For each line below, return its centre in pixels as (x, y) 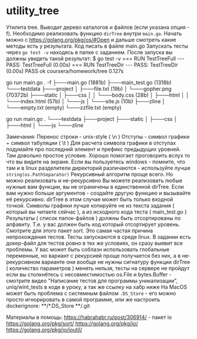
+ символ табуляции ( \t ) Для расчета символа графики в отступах (91, 143)
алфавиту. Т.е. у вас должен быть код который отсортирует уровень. (93, 224)
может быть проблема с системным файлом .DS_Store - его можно (91, 293)
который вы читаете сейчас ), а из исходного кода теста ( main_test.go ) (96, 212)
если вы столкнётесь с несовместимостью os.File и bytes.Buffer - (89, 274)
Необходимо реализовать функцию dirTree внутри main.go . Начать (97, 33)
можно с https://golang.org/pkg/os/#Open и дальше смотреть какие (91, 40)
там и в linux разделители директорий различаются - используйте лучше (98, 168)
